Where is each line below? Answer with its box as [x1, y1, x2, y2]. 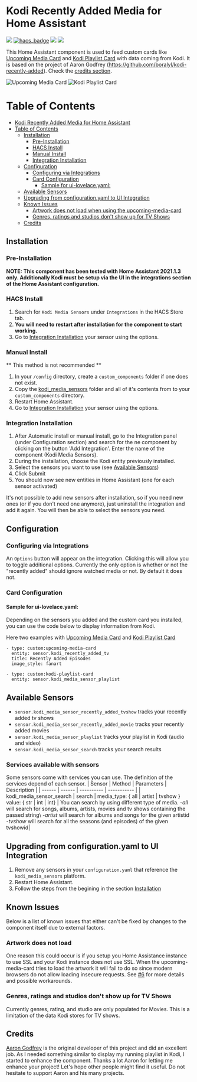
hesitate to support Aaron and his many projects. [6, 1070, 125, 1077]
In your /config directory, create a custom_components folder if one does [14, 373, 189, 380]
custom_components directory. [14, 392, 85, 399]
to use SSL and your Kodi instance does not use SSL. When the [6, 959, 160, 966]
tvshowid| [6, 824, 31, 831]
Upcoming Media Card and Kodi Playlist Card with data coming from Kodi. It [6, 54, 191, 61]
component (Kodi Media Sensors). [14, 451, 98, 458]
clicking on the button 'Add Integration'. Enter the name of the [14, 445, 165, 452]
